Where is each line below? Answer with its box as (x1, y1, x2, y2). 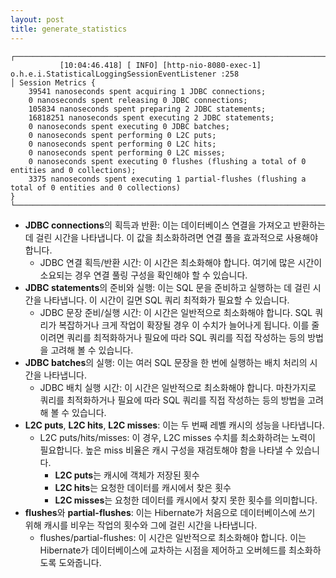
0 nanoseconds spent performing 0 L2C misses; (28, 147, 226, 158)
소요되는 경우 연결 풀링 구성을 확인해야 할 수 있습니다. (39, 269, 248, 281)
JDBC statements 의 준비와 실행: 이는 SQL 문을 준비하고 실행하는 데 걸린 (24, 281, 311, 293)
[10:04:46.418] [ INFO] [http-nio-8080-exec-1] (59, 60, 262, 70)
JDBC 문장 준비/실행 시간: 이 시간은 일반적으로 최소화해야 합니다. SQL (39, 306, 313, 318)
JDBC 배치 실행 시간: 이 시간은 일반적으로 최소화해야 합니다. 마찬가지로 (39, 381, 317, 393)
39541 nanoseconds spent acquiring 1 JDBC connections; (28, 86, 267, 96)
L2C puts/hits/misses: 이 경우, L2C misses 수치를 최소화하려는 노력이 (39, 431, 316, 443)
